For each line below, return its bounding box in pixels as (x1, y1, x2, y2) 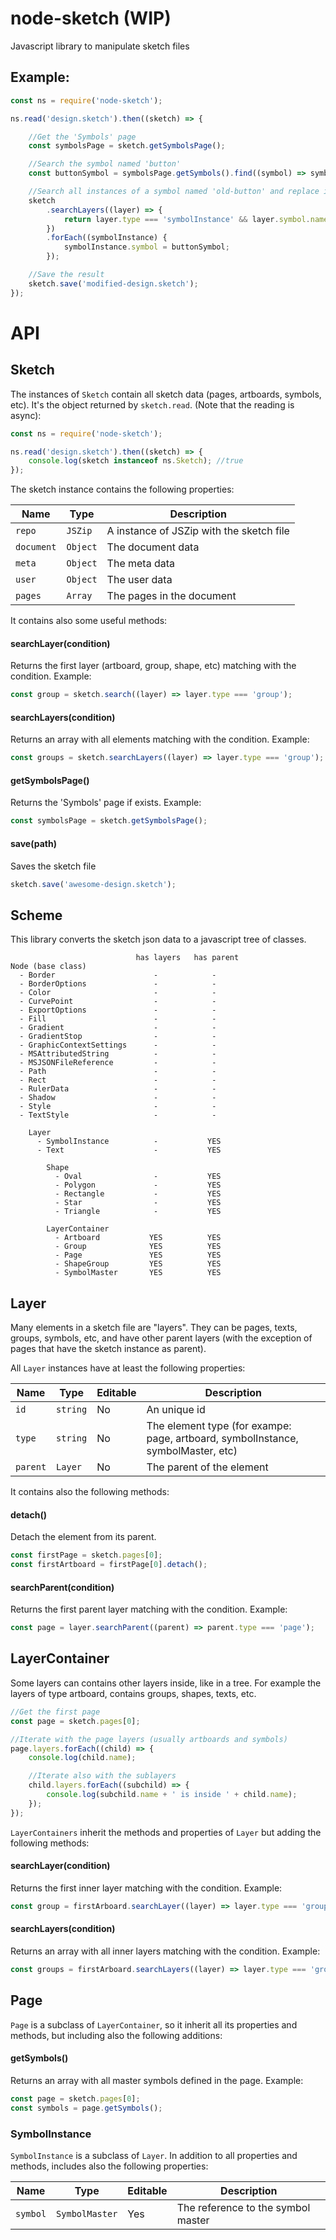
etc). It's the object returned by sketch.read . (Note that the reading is (10, 398, 295, 411)
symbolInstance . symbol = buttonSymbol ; (63, 242, 230, 252)
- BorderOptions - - (19, 979, 217, 989)
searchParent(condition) (10, 1581, 115, 1593)
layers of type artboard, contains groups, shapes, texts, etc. (10, 1687, 257, 1699)
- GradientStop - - (19, 1032, 217, 1042)
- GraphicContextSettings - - (19, 1040, 217, 1051)
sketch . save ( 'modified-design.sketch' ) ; (28, 278, 199, 289)
